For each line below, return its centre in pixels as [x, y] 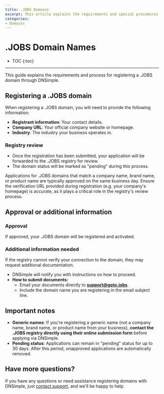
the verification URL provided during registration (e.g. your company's [76, 186]
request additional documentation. [40, 265]
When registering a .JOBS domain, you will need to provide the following [78, 107]
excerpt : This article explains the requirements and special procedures [82, 14]
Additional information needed [42, 249]
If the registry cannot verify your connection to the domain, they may [74, 260]
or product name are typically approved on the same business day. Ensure [80, 181]
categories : [17, 19]
